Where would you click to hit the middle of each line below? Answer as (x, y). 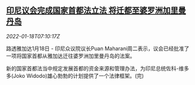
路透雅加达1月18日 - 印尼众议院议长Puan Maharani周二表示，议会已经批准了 (98, 48)
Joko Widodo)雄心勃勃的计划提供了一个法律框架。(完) (79, 76)
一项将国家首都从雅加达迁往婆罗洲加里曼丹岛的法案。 (71, 55)
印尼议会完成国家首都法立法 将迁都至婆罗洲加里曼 (96, 11)
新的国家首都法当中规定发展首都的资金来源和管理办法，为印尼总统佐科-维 (95, 68)
